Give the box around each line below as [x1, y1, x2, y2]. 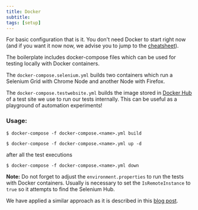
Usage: [6, 117, 28, 125]
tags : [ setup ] [6, 20, 41, 26]
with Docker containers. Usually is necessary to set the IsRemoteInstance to [6, 179, 191, 186]
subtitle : [6, 14, 31, 20]
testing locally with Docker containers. [6, 60, 100, 67]
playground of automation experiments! [6, 102, 103, 109]
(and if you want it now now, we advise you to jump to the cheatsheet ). [6, 42, 179, 49]
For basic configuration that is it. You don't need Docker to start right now [6, 36, 186, 43]
